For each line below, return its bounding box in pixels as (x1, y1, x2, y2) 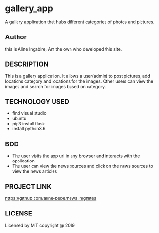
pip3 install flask (12, 121, 45, 126)
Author (5, 33, 27, 41)
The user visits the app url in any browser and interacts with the (12, 153, 140, 159)
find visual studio (12, 110, 47, 116)
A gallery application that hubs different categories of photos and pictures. (5, 19, 155, 25)
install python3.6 (12, 126, 46, 132)
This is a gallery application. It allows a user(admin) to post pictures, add (5, 73, 151, 79)
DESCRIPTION (5, 60, 49, 69)
